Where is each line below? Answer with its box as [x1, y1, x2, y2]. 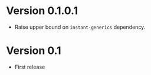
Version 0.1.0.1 [6, 4, 78, 18]
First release [14, 63, 45, 70]
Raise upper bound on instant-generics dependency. [14, 23, 146, 30]
